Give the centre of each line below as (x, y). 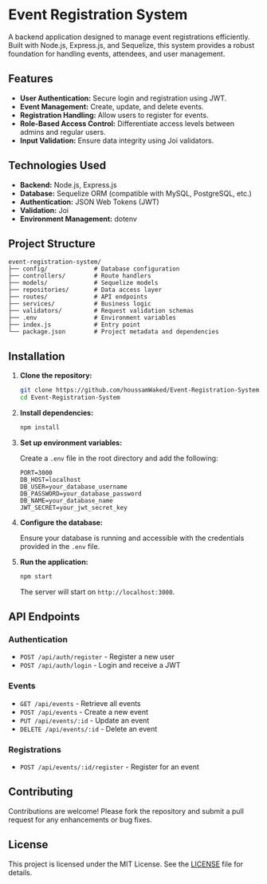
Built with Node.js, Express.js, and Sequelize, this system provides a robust (132, 45)
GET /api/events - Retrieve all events (80, 703)
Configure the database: (61, 522)
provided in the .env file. (60, 546)
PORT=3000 (36, 472)
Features (31, 79)
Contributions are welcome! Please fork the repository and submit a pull (126, 811)
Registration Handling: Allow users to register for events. (114, 115)
